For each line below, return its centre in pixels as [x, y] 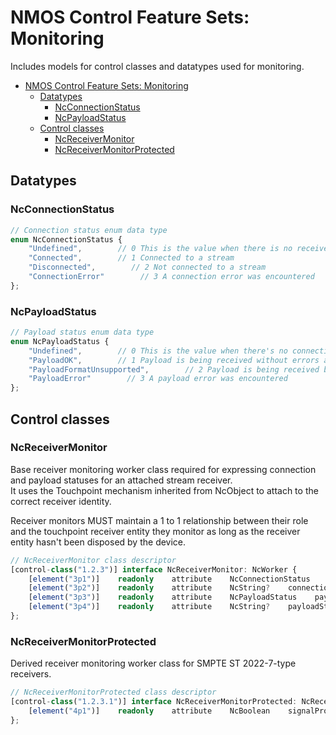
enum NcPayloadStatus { [60, 341]
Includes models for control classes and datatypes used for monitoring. [157, 66]
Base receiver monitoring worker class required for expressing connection [163, 469]
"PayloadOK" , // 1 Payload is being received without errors [174, 360]
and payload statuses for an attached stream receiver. [121, 480]
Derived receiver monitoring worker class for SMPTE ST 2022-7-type [153, 663]
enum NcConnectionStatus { [66, 239]
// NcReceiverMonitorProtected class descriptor [113, 692]
